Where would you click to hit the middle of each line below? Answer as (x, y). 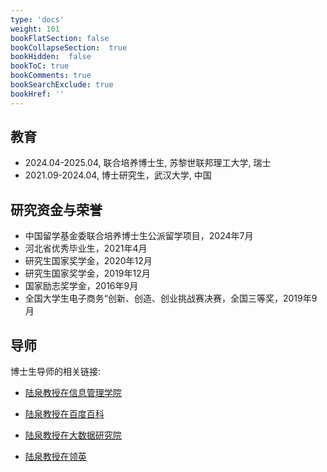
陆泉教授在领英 (55, 457)
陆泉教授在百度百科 (64, 414)
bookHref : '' (37, 94)
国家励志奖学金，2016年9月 (81, 286)
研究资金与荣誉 (56, 209)
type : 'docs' (37, 19)
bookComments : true (51, 76)
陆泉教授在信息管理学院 (73, 393)
